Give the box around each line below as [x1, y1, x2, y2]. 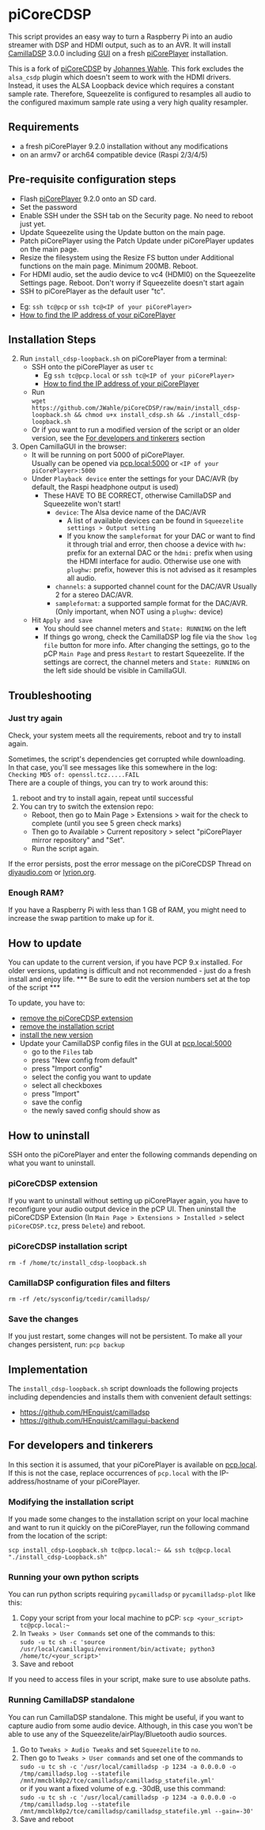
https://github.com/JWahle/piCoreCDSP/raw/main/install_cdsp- [31, 404, 241, 412]
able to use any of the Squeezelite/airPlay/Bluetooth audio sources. [8, 1729, 227, 1738]
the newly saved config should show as [31, 1106, 161, 1116]
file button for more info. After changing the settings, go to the [43, 641, 251, 650]
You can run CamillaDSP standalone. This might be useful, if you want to [8, 1712, 244, 1722]
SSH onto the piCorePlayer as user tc [31, 362, 154, 372]
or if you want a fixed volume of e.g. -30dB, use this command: [19, 1783, 226, 1793]
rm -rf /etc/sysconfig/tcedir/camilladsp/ [8, 1295, 150, 1303]
